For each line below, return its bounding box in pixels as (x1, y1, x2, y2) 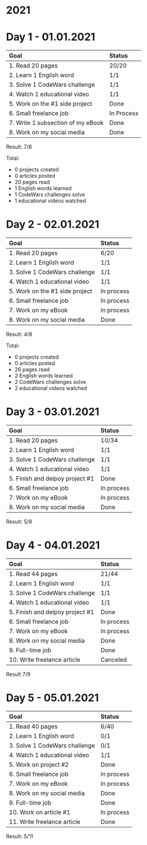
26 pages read (14, 366, 50, 373)
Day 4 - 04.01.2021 (6, 539, 100, 552)
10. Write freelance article (9, 655, 80, 664)
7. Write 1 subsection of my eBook (9, 119, 104, 127)
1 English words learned (14, 185, 72, 192)
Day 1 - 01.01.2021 (6, 31, 95, 44)
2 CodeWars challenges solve (14, 378, 86, 386)
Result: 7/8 (6, 143, 32, 150)
